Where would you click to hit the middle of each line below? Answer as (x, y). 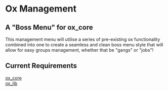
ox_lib (11, 83)
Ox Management (41, 9)
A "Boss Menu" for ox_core (49, 27)
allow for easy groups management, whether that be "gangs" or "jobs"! (79, 50)
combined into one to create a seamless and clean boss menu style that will (84, 45)
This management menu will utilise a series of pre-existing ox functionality (83, 39)
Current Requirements (41, 66)
